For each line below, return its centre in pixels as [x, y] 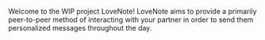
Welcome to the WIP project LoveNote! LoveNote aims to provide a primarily [132, 11]
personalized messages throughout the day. [80, 28]
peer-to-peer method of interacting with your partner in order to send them [131, 20]
